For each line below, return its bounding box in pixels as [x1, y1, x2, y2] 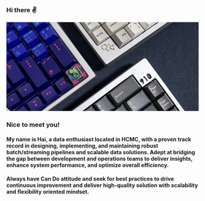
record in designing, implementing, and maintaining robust [6, 142, 159, 149]
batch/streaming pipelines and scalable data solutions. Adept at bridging [6, 148, 195, 155]
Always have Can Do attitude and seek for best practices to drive [6, 175, 174, 183]
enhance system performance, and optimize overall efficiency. [6, 161, 169, 169]
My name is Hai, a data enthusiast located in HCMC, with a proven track [6, 135, 192, 143]
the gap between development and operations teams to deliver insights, [6, 155, 193, 162]
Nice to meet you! [6, 121, 60, 129]
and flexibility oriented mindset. [6, 188, 90, 196]
